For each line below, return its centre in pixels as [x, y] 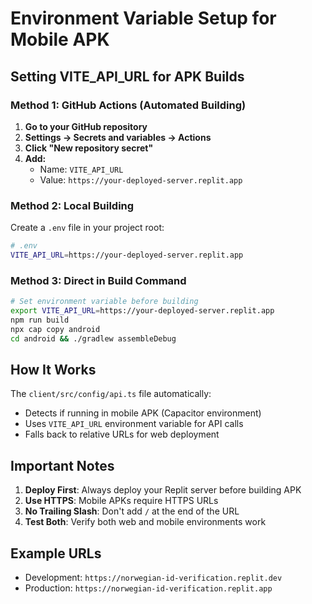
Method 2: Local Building [72, 205]
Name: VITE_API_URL [81, 169]
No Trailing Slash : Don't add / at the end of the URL [132, 511]
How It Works [53, 369]
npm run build [40, 320]
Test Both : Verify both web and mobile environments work [145, 522]
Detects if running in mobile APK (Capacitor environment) [143, 413]
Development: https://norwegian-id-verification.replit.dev [153, 578]
